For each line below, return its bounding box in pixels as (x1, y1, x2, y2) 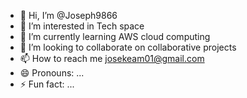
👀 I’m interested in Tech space (19, 20, 145, 32)
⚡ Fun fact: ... (19, 78, 75, 90)
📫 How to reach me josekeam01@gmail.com (19, 53, 205, 64)
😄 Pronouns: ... (19, 67, 85, 79)
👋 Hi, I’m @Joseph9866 (19, 10, 118, 21)
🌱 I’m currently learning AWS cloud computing (19, 31, 211, 42)
